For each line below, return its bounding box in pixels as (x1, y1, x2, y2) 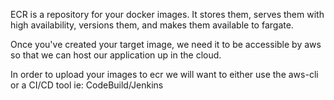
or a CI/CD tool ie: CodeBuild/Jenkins (10, 79, 164, 91)
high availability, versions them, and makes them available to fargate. (10, 19, 294, 31)
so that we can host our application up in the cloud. (10, 49, 222, 61)
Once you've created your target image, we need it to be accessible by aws (10, 39, 322, 50)
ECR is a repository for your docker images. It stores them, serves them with (10, 9, 325, 20)
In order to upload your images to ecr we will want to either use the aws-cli (10, 69, 319, 80)
